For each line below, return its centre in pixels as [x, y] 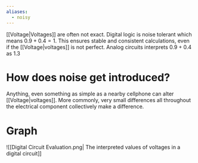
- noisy [21, 17]
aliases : [17, 12]
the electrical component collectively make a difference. [75, 107]
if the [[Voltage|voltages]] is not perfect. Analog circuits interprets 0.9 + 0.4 [99, 47]
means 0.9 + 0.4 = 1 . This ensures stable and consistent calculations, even [98, 41]
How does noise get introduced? [88, 77]
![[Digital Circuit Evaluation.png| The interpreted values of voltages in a [93, 147]
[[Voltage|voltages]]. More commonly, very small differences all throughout [99, 100]
